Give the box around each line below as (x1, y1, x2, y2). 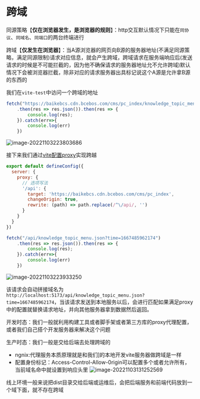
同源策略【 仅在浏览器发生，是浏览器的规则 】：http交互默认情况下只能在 (6, 26, 180, 33)
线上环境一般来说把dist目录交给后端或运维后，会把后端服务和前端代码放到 (6, 379, 187, 386)
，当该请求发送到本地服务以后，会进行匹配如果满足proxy (54, 298, 193, 306)
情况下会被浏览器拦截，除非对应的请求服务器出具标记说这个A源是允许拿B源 (6, 68, 190, 76)
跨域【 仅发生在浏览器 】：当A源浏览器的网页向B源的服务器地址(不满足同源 (6, 46, 185, 54)
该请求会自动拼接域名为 (6, 285, 64, 292)
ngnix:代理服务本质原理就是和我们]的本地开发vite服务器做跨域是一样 (14, 351, 182, 358)
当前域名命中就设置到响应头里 (14, 366, 88, 373)
